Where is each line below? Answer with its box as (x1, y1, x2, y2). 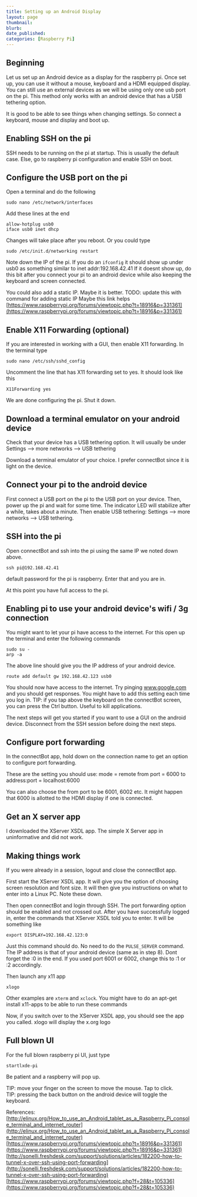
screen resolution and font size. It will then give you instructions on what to (6, 884, 188, 891)
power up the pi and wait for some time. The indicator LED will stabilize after (6, 501, 191, 508)
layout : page (6, 14, 38, 20)
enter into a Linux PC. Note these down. (6, 890, 103, 898)
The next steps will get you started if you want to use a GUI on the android (6, 714, 186, 721)
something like (6, 921, 42, 928)
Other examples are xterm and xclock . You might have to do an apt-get (6, 994, 178, 1002)
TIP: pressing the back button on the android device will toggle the (6, 1091, 168, 1098)
